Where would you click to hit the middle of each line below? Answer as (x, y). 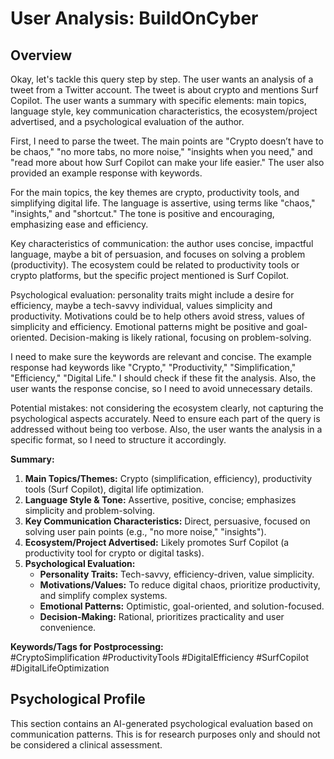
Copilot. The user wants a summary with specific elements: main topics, (158, 100)
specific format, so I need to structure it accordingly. (118, 440)
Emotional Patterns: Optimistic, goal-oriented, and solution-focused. (182, 606)
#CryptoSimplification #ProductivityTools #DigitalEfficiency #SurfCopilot (159, 657)
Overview (41, 55)
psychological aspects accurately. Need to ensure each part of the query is (165, 418)
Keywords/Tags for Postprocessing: (87, 646)
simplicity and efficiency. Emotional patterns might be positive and (147, 326)
